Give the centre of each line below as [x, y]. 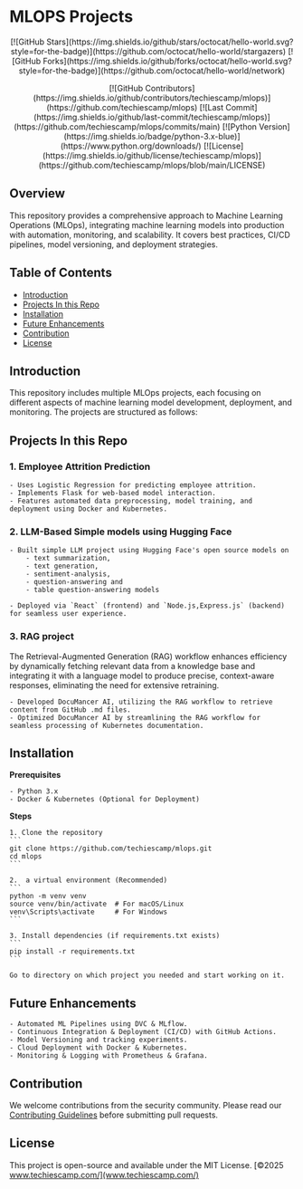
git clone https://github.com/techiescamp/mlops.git [111, 849]
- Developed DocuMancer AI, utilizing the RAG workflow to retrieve [141, 702]
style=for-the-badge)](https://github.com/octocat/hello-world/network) [152, 71]
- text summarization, [68, 559]
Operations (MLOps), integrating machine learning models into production [147, 225]
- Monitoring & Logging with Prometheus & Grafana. [109, 1056]
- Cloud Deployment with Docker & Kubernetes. [99, 1048]
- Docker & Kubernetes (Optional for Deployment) [105, 800]
